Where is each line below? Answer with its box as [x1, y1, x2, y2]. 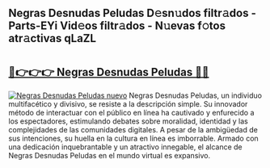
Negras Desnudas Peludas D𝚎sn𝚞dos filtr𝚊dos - [8, 6, 256, 20]
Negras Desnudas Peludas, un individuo [129, 90, 263, 100]
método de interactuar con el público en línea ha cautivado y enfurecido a [8, 108, 255, 117]
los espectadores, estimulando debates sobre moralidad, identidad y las [8, 116, 248, 126]
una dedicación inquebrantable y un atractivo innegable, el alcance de [8, 142, 243, 152]
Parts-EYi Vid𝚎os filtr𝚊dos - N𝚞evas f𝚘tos [8, 19, 226, 33]
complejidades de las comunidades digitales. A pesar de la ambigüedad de [8, 125, 259, 134]
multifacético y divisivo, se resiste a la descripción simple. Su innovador [8, 99, 248, 108]
